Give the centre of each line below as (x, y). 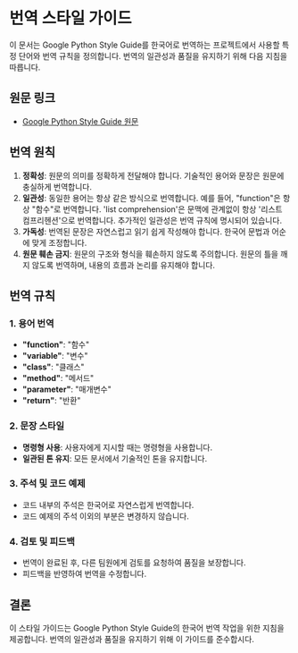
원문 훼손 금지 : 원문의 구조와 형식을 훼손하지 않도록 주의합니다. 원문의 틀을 (150, 254)
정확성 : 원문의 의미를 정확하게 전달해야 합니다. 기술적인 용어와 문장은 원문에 (153, 175)
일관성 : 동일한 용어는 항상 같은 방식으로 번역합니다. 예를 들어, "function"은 (151, 198)
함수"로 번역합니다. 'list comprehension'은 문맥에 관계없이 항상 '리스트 (159, 209)
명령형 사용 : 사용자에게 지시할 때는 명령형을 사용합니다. (117, 447)
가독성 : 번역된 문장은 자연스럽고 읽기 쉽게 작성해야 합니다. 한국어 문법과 (146, 231)
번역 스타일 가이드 (70, 18)
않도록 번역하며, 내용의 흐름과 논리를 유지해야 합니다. (124, 265)
